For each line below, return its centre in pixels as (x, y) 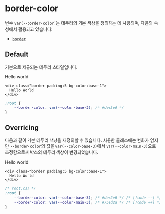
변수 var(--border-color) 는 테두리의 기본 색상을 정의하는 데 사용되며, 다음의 (79, 23)
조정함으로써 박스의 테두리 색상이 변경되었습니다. (52, 152)
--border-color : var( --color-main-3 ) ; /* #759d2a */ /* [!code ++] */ (88, 202)
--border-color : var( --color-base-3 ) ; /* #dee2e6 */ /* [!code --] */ (88, 198)
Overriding (22, 127)
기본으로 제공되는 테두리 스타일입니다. (41, 67)
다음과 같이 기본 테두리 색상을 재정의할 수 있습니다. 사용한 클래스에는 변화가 (77, 140)
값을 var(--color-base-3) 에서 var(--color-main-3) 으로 (101, 146)
